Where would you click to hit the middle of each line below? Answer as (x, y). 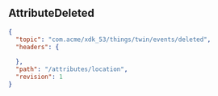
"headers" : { (38, 47)
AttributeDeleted (52, 13)
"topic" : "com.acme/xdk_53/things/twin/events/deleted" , (113, 40)
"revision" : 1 (39, 77)
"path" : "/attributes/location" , (72, 69)
